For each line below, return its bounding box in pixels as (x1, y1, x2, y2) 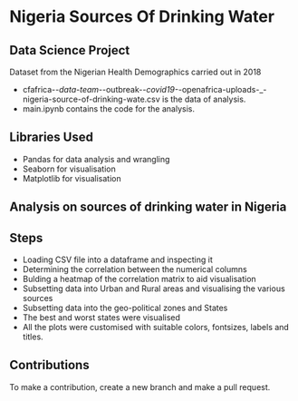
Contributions (9, 357, 90, 373)
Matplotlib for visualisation (22, 172, 121, 183)
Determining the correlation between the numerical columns (22, 264, 247, 275)
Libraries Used (9, 130, 93, 145)
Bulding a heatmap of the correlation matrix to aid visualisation (22, 274, 256, 285)
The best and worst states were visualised (22, 312, 181, 323)
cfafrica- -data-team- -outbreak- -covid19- (22, 84, 179, 94)
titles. (22, 331, 43, 342)
